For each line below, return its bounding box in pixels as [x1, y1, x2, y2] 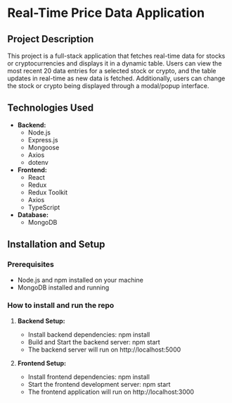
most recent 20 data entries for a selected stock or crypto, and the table [7, 67, 217, 75]
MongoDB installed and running [17, 283, 110, 292]
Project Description [7, 33, 94, 45]
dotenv [27, 158, 49, 166]
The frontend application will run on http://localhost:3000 [27, 387, 195, 396]
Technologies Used [7, 102, 94, 114]
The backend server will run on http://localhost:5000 [27, 345, 181, 354]
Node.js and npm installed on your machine [17, 275, 144, 284]
